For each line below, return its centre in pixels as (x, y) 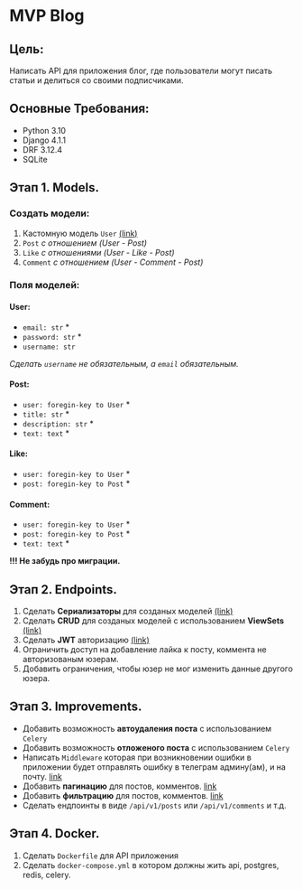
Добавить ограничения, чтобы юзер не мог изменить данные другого (157, 669)
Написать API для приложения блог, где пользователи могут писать (141, 70)
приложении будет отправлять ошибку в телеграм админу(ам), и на (154, 767)
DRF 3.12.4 (42, 149)
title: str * (46, 414)
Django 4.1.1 (44, 140)
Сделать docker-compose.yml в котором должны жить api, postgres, (151, 865)
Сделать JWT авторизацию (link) (86, 640)
